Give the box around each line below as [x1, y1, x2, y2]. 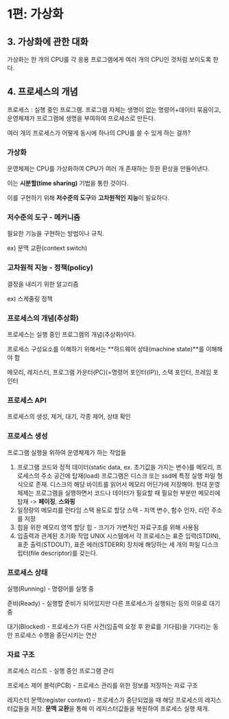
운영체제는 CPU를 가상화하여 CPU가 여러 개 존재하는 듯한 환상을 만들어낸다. [7, 164, 210, 173]
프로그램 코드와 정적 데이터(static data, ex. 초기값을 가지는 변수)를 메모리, [16, 463, 215, 471]
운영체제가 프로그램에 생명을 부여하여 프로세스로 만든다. [7, 114, 156, 122]
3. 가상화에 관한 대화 [7, 36, 88, 47]
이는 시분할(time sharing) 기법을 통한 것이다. [7, 179, 129, 188]
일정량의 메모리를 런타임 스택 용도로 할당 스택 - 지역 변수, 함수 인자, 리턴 [16, 506, 210, 514]
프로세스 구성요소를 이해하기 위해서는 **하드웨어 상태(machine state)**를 [7, 345, 204, 353]
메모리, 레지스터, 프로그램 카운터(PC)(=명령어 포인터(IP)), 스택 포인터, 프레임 [7, 368, 212, 376]
